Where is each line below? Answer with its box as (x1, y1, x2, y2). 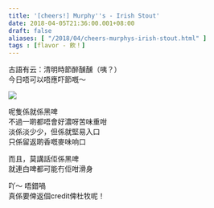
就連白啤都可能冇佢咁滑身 (8, 164, 93, 173)
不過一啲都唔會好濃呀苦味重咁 (8, 117, 107, 127)
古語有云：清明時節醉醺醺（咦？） (8, 65, 121, 75)
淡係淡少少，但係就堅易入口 (8, 127, 101, 137)
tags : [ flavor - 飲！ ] (8, 42, 86, 50)
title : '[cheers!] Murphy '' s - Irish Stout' (8, 11, 160, 20)
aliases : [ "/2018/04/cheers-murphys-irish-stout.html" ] (8, 34, 207, 43)
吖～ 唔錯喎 (8, 181, 46, 191)
